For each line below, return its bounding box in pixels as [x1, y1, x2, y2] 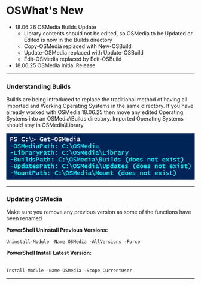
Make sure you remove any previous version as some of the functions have [6, 208, 191, 216]
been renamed [6, 215, 42, 222]
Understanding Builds [6, 82, 71, 91]
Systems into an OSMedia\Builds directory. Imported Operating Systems [6, 115, 184, 122]
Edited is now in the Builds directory [23, 36, 112, 43]
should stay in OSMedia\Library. [6, 121, 85, 129]
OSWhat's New [6, 4, 84, 17]
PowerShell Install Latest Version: [6, 250, 92, 257]
